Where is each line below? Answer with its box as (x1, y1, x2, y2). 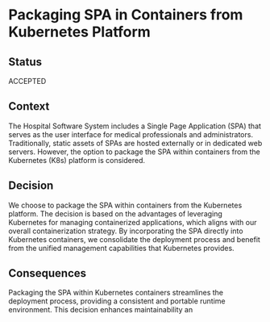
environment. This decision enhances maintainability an (8, 305, 193, 315)
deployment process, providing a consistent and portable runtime (8, 296, 226, 306)
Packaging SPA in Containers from (8, 6, 243, 24)
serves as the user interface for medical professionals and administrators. (8, 129, 254, 139)
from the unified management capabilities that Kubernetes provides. (8, 243, 235, 253)
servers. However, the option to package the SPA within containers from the (8, 147, 260, 157)
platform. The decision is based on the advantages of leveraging (8, 208, 223, 219)
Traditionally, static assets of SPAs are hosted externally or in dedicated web (8, 138, 263, 148)
